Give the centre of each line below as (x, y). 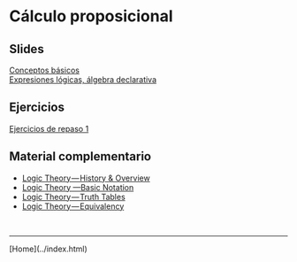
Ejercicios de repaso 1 (49, 128)
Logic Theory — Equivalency (73, 206)
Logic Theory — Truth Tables (73, 196)
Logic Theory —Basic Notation (78, 187)
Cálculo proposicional (91, 16)
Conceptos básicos (44, 70)
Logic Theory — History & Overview (86, 178)
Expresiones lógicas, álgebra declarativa (83, 80)
